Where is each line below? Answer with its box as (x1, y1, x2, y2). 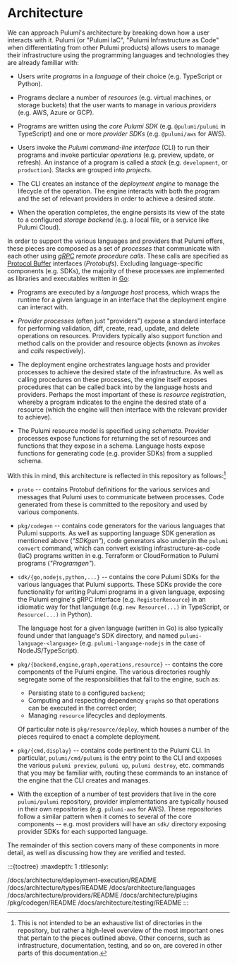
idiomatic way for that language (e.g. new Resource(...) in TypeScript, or (17, 602, 230, 611)
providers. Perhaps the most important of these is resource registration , (17, 390, 227, 398)
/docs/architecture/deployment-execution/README (7, 876, 157, 884)
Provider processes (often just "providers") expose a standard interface (17, 316, 226, 325)
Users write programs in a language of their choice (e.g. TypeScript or (17, 72, 223, 81)
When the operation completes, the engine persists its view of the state (17, 208, 226, 216)
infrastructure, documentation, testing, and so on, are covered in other (17, 941, 223, 949)
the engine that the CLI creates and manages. (17, 775, 150, 785)
